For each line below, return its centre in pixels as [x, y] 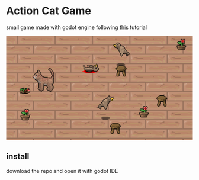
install [18, 157]
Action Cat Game [49, 11]
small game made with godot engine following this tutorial [76, 27]
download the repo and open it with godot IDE [62, 171]
